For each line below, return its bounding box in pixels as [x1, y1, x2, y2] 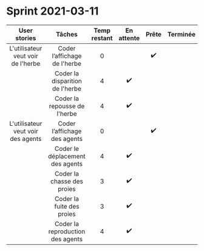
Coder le [54, 144, 80, 153]
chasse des [50, 177, 83, 185]
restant [91, 33, 113, 42]
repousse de [49, 101, 85, 110]
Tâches [55, 30, 78, 38]
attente [118, 33, 140, 42]
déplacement [48, 152, 86, 160]
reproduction [48, 227, 86, 235]
